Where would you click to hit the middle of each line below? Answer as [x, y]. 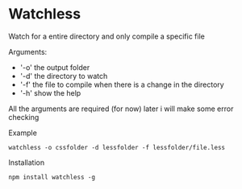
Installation [27, 162]
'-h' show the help [50, 92]
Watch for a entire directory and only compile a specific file [107, 36]
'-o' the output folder [55, 67]
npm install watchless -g [52, 177]
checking [24, 117]
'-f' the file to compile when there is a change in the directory [122, 84]
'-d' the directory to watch [64, 76]
